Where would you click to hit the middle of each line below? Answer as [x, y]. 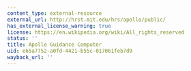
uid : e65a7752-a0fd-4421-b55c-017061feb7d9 [70, 51]
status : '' [23, 39]
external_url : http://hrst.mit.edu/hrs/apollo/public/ [87, 20]
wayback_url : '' [30, 57]
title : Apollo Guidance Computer [55, 45]
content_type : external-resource [55, 13]
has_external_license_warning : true [59, 26]
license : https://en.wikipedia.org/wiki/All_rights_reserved [96, 32]
